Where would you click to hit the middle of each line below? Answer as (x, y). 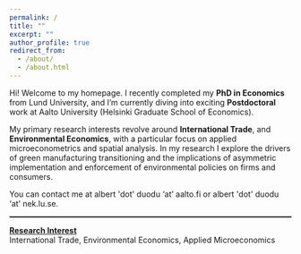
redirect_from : (38, 51)
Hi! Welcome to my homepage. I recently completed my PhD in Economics (147, 93)
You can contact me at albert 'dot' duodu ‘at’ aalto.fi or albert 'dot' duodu (144, 194)
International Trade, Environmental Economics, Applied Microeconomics (142, 240)
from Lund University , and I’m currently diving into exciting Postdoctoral (142, 102)
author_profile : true (50, 42)
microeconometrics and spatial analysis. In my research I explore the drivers (150, 148)
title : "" (28, 26)
